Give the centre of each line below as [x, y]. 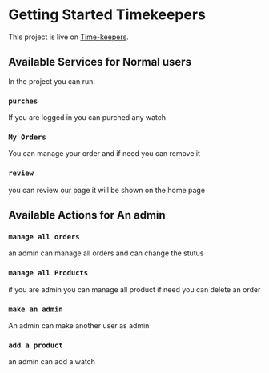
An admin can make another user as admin [79, 325]
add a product [36, 345]
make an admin [36, 309]
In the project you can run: [52, 81]
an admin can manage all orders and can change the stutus [106, 253]
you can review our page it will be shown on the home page [107, 190]
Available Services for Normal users [100, 62]
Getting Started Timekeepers [107, 15]
